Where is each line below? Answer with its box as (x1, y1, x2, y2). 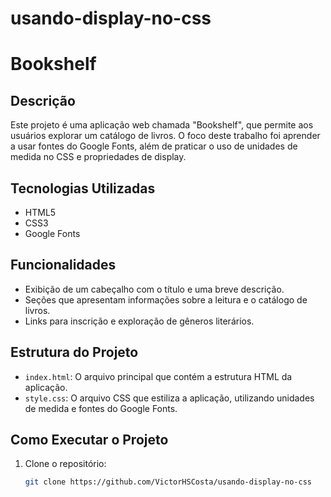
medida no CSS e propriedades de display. (10, 151, 187, 163)
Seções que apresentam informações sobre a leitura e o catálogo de (24, 293, 308, 306)
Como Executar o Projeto (10, 432, 169, 449)
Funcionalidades (10, 257, 117, 274)
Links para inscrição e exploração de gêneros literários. (24, 315, 255, 327)
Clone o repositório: (24, 458, 107, 470)
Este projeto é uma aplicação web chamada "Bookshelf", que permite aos (10, 119, 314, 131)
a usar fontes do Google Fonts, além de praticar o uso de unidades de (10, 140, 298, 152)
